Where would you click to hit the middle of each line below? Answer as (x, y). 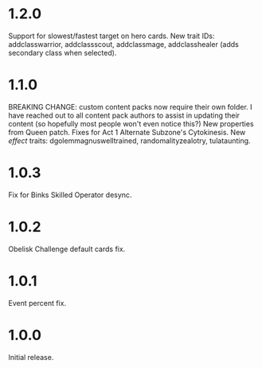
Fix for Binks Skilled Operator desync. (70, 195)
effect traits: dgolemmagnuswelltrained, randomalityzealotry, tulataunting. (129, 141)
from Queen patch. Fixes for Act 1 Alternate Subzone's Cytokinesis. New (127, 132)
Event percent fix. (37, 303)
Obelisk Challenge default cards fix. (67, 249)
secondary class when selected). (63, 52)
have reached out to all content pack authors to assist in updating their (124, 115)
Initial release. (31, 357)
